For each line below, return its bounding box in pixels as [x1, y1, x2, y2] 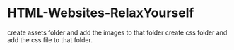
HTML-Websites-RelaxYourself [7, 5, 194, 21]
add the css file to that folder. [7, 35, 93, 44]
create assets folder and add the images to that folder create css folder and [7, 28, 228, 37]
